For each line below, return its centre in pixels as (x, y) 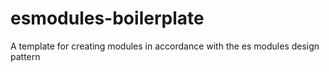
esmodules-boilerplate (107, 18)
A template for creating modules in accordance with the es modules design (165, 46)
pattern (25, 56)
